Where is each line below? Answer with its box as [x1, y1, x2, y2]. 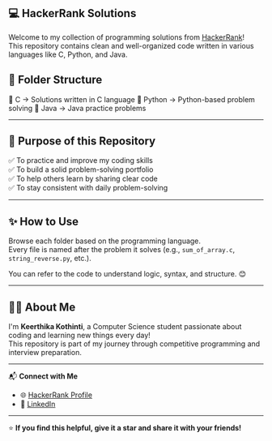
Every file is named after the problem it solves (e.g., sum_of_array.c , [8, 245, 236, 255]
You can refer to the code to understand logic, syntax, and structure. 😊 [8, 269, 247, 279]
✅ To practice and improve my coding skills [8, 156, 154, 165]
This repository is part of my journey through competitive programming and [8, 339, 261, 349]
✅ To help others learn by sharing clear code [8, 173, 158, 184]
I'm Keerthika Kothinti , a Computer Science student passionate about [8, 322, 242, 332]
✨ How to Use [8, 214, 79, 229]
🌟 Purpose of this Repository [8, 135, 156, 148]
